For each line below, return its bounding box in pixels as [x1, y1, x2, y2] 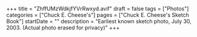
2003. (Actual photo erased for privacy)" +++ [6, 24, 120, 31]
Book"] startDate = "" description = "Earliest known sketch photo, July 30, [6, 18, 192, 24]
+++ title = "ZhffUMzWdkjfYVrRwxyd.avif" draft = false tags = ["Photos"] [6, 5, 189, 12]
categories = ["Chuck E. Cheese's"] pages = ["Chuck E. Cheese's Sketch [6, 11, 190, 18]
